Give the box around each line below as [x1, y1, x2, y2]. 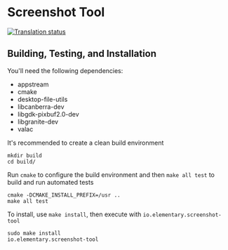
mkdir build [7, 152, 42, 159]
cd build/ [7, 158, 36, 165]
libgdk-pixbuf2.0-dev [17, 110, 79, 118]
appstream [17, 80, 49, 88]
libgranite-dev [17, 117, 58, 126]
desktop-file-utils [17, 95, 68, 103]
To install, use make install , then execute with [7, 210, 142, 218]
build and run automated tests [7, 178, 94, 186]
